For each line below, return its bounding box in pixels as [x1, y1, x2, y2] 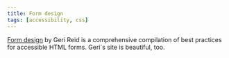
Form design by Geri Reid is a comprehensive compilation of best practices [7, 35, 222, 43]
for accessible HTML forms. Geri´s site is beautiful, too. [7, 43, 165, 51]
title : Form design [7, 10, 64, 17]
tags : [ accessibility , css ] [7, 17, 89, 23]
